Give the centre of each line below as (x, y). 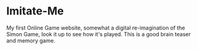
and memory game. (31, 40)
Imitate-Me (35, 11)
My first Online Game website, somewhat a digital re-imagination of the (96, 28)
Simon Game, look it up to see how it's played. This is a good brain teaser (99, 34)
